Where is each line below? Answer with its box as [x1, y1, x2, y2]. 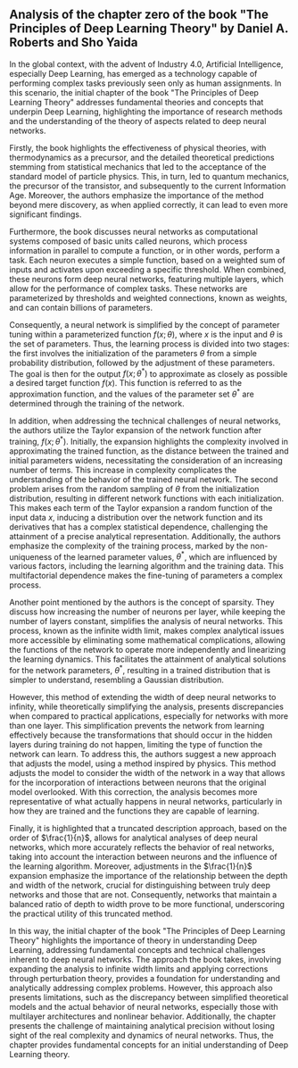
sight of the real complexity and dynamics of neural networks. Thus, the [9, 1030, 274, 1041]
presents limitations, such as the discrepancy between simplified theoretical [9, 992, 289, 1003]
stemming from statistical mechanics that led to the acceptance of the [9, 161, 267, 172]
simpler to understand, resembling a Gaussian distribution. [9, 674, 225, 686]
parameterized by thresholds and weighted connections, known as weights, [9, 292, 288, 303]
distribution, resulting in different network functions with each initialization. [9, 493, 285, 504]
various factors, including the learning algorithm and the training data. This [9, 561, 284, 572]
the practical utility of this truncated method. [9, 908, 173, 919]
